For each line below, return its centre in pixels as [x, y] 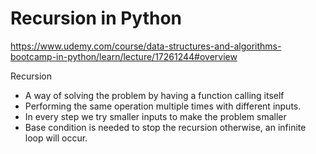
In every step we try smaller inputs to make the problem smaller [155, 116]
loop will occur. [56, 138]
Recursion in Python [96, 18]
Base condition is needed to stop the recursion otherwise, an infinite [165, 127]
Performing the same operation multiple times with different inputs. [163, 106]
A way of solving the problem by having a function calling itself [154, 95]
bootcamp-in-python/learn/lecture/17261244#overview [124, 56]
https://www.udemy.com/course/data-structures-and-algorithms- [146, 46]
